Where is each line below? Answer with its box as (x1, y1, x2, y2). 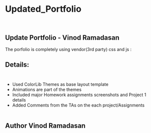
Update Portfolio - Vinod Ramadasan (5, 33, 120, 42)
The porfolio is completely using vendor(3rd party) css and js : (5, 47, 132, 52)
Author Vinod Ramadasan (5, 122, 86, 130)
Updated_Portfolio (5, 3, 82, 15)
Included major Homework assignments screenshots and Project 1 (12, 92, 147, 98)
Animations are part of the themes (12, 86, 82, 92)
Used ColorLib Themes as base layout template (12, 81, 109, 87)
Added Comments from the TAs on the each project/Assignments (12, 102, 145, 108)
